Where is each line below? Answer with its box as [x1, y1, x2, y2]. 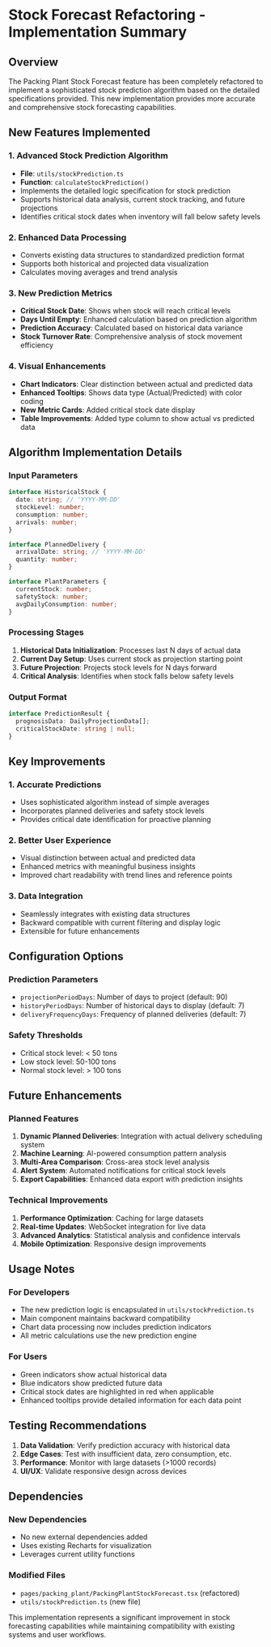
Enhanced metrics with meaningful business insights [19, 862, 196, 871]
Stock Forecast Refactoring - [8, 6, 206, 24]
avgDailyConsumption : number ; [15, 600, 117, 608]
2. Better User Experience [8, 835, 112, 846]
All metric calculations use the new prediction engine [19, 1330, 197, 1341]
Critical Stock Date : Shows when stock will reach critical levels [19, 306, 231, 316]
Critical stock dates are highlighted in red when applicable [19, 1386, 214, 1396]
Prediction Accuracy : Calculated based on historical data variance [19, 323, 243, 333]
